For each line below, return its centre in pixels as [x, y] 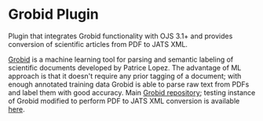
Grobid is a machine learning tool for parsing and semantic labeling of [121, 59]
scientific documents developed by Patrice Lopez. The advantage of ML [125, 67]
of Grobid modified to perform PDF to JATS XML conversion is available [124, 101]
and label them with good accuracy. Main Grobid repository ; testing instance [132, 92]
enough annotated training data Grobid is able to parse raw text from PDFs [129, 84]
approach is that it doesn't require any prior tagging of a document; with [125, 76]
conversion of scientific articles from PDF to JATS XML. [98, 44]
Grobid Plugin [54, 14]
